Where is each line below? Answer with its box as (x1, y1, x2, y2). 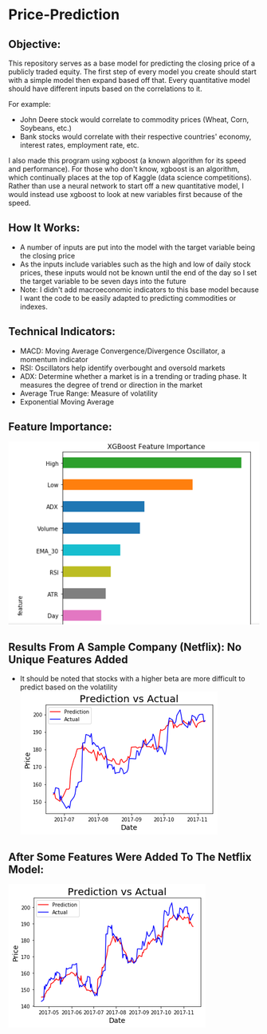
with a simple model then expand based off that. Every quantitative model (8, 76, 250, 85)
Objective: (8, 37, 61, 51)
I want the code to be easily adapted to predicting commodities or (19, 293, 237, 302)
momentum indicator (19, 354, 88, 364)
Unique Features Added (8, 653, 129, 666)
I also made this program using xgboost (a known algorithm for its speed (8, 156, 247, 165)
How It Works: (8, 221, 80, 235)
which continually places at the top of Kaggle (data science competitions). (8, 173, 253, 182)
